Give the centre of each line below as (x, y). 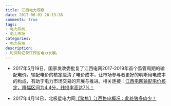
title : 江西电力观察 (25, 10)
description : (19, 48)
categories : (18, 39)
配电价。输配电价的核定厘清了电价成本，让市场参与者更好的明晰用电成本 (89, 74)
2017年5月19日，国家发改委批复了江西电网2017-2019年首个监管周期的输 (89, 68)
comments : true (22, 19)
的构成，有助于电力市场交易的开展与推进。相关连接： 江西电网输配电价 (87, 81)
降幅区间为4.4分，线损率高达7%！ (58, 87)
